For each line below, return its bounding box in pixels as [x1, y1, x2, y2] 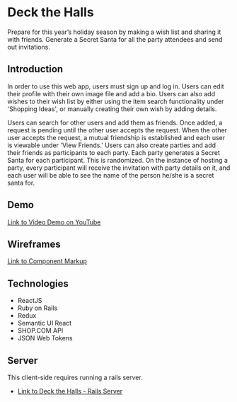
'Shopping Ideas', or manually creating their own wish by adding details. [7, 104, 217, 113]
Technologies [7, 277, 69, 289]
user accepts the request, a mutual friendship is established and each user [7, 133, 226, 142]
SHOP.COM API [17, 326, 64, 335]
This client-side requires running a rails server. [7, 373, 143, 381]
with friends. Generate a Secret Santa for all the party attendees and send [7, 35, 223, 43]
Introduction [7, 63, 64, 75]
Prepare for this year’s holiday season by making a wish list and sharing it [7, 28, 221, 36]
